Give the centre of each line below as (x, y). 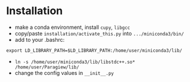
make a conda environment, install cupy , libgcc (72, 27)
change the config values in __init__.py (64, 73)
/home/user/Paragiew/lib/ (47, 67)
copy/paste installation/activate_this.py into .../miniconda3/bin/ (99, 33)
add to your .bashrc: (40, 40)
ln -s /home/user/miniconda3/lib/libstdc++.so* (75, 62)
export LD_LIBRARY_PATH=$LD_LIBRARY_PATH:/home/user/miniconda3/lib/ (94, 50)
